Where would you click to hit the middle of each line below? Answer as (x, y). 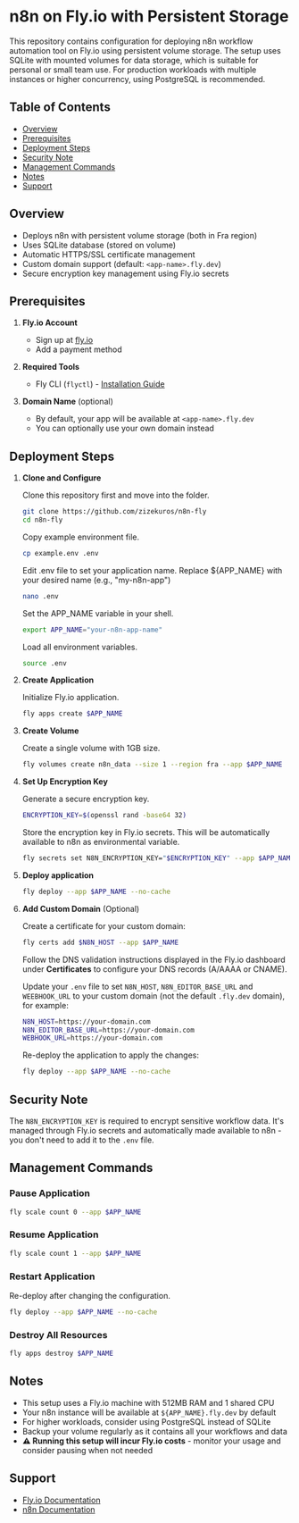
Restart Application (52, 1276)
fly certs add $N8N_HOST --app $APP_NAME (100, 942)
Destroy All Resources (58, 1335)
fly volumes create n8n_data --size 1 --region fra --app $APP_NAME (152, 765)
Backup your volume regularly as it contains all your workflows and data (155, 1431)
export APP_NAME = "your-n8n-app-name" (92, 630)
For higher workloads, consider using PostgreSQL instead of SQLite (146, 1421)
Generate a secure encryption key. (86, 799)
